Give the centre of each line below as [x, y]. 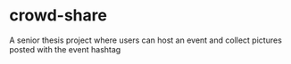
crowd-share [58, 16]
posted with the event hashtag [65, 49]
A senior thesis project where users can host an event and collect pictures [146, 40]
